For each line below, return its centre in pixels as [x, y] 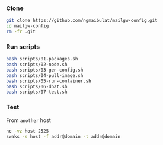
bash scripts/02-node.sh [37, 65]
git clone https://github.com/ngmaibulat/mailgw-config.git [82, 21]
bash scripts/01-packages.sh [42, 59]
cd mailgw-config [28, 26]
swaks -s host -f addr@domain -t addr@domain [63, 136]
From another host [29, 120]
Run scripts [23, 47]
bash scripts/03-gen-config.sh [45, 70]
